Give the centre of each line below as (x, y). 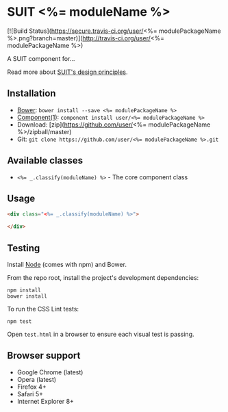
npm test (20, 321)
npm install (24, 290)
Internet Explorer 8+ (45, 401)
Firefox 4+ (31, 387)
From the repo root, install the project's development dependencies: (103, 277)
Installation (31, 93)
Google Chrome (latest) (50, 372)
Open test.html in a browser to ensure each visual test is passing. (101, 334)
